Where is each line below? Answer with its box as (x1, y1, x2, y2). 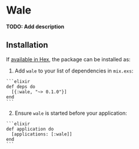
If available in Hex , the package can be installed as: (6, 55, 131, 62)
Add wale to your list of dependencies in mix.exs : (14, 67, 134, 74)
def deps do (6, 84, 35, 90)
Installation (6, 40, 48, 50)
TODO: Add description (6, 23, 65, 30)
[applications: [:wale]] (11, 131, 72, 137)
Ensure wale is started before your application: (14, 110, 128, 117)
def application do (6, 126, 54, 132)
